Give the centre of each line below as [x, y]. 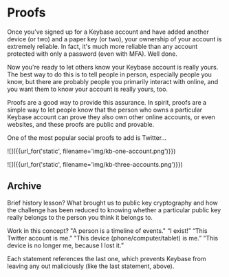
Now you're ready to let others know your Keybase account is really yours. [113, 67]
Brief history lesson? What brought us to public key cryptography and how [112, 203]
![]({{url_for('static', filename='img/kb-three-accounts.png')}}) [95, 164]
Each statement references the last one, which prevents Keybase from [107, 258]
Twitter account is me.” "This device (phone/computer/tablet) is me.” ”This [113, 238]
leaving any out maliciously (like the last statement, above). [91, 266]
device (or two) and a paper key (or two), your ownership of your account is [115, 39]
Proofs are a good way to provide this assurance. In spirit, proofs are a [107, 102]
